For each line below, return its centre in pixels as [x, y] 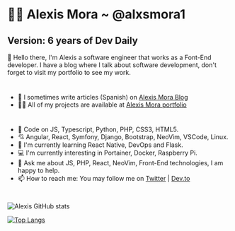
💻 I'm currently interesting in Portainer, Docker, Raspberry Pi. [108, 153]
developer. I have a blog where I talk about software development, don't [112, 65]
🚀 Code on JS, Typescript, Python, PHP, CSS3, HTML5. [98, 129]
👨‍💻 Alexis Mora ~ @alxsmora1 [97, 14]
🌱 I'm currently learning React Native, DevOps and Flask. [100, 145]
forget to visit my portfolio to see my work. [69, 72]
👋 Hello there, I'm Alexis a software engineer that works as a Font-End [109, 57]
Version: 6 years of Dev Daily [73, 41]
